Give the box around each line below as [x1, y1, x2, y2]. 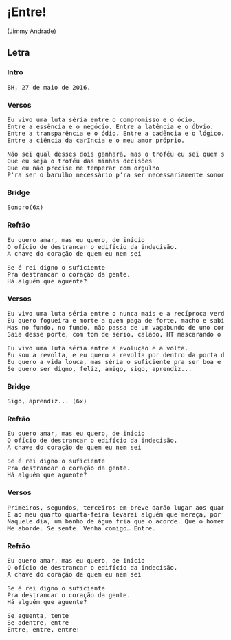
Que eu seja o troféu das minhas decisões [7, 157, 153, 165]
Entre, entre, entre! [7, 626, 80, 633]
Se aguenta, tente [7, 612, 69, 619]
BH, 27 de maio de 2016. [7, 83, 91, 91]
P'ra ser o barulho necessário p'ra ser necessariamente [7, 170, 203, 179]
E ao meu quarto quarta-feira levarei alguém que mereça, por [7, 510, 221, 518]
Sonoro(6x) [7, 203, 44, 211]
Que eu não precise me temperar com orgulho [7, 163, 160, 172]
